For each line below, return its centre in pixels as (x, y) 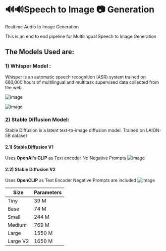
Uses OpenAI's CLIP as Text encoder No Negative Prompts (66, 158)
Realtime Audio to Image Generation (42, 27)
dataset (19, 135)
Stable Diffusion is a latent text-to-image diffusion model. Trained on (75, 130)
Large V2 (18, 241)
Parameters (48, 192)
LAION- (154, 130)
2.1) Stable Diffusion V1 (29, 147)
